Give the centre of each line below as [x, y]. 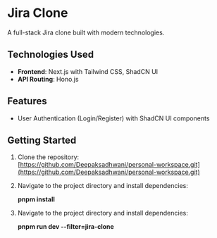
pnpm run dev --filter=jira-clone [66, 227]
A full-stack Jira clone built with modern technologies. [86, 32]
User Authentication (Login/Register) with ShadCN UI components [113, 118]
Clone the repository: [48, 157]
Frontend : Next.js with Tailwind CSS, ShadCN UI [88, 71]
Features [27, 101]
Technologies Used [50, 55]
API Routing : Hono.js [48, 79]
